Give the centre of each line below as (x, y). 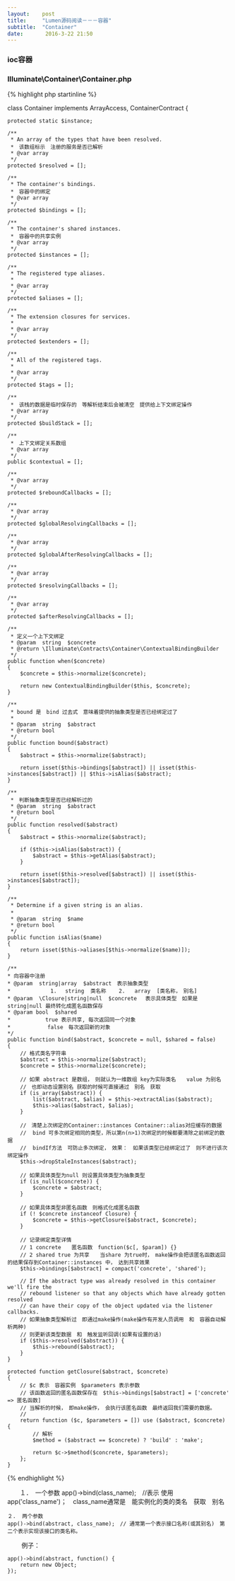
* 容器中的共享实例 (36, 237)
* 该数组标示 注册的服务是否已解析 (57, 147)
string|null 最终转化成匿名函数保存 (55, 1006)
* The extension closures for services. (71, 317)
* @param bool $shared (42, 1012)
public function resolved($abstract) (63, 825)
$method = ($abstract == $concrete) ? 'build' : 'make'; (118, 1440)
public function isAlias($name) (55, 938)
